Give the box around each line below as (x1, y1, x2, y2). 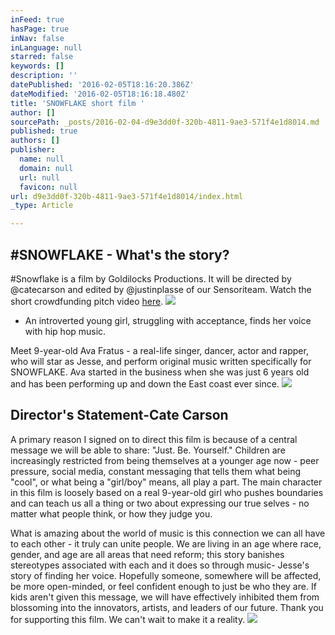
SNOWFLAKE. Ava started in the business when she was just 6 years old (10, 366, 310, 378)
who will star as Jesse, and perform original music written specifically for (10, 355, 312, 367)
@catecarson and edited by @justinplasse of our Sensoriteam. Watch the (10, 283, 312, 295)
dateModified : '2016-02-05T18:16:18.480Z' (10, 89, 190, 99)
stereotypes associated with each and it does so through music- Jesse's (10, 559, 310, 571)
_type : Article (10, 201, 74, 211)
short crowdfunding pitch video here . (10, 295, 164, 307)
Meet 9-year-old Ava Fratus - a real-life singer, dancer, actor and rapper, (10, 344, 309, 356)
